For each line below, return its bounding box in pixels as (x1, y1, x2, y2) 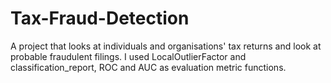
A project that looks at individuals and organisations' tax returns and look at (10, 40, 322, 52)
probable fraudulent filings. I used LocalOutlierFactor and (10, 50, 247, 62)
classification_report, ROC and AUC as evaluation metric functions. (10, 61, 287, 73)
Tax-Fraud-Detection (10, 7, 190, 30)
